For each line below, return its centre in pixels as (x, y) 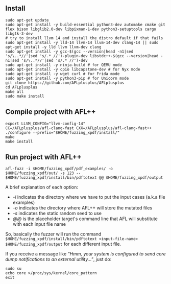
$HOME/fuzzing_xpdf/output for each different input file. (63, 244)
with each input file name (39, 224)
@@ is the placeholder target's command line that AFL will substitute (85, 219)
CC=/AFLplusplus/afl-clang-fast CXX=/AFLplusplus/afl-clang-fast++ (79, 128)
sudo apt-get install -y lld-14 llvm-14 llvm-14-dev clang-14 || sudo (82, 42)
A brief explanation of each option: (42, 187)
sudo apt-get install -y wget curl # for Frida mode (63, 74)
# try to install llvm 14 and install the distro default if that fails (84, 38)
